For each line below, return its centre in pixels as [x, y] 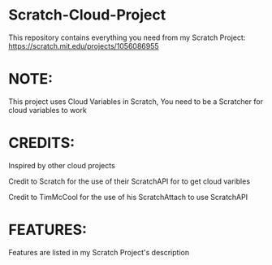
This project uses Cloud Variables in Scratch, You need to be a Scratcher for [136, 101]
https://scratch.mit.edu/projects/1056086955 [84, 46]
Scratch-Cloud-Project [87, 15]
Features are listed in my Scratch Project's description [99, 252]
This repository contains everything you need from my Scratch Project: [127, 37]
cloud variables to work [47, 110]
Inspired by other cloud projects [62, 165]
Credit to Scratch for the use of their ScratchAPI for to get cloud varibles [129, 181]
